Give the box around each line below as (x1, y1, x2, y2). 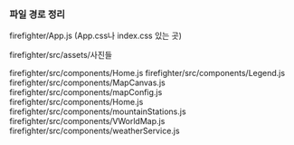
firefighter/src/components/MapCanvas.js (9, 77, 166, 88)
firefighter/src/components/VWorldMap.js (9, 116, 166, 127)
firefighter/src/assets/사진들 (9, 50, 113, 61)
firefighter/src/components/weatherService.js (9, 125, 180, 137)
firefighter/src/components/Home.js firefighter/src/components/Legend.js (9, 68, 286, 79)
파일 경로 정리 (9, 7, 66, 20)
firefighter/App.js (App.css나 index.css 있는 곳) (9, 30, 183, 42)
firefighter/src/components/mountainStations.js (9, 106, 187, 117)
